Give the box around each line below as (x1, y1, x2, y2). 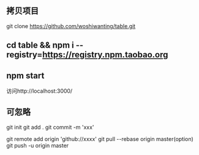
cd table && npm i (6, 40, 75, 51)
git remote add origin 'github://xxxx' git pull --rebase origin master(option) (6, 135, 194, 142)
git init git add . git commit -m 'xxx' (6, 123, 94, 131)
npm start (6, 70, 45, 81)
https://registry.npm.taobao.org (42, 49, 168, 60)
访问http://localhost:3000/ (6, 87, 73, 95)
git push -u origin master (6, 142, 69, 149)
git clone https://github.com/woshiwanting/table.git (6, 22, 136, 29)
